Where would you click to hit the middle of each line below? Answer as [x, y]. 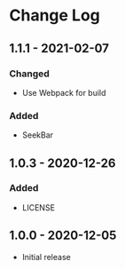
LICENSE [39, 207]
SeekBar [38, 135]
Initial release [46, 257]
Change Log [55, 16]
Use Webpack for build [64, 92]
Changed [30, 74]
